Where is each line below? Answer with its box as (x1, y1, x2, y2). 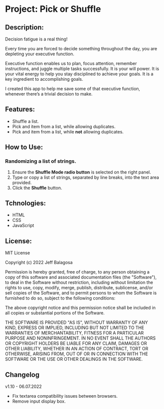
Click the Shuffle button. (12, 185, 62, 191)
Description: (5, 23, 44, 32)
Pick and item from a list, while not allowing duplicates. (12, 129, 124, 135)
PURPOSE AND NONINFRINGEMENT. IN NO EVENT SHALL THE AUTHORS (5, 335, 156, 341)
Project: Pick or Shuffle (5, 3, 101, 15)
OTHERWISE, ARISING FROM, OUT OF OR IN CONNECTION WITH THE (5, 351, 148, 357)
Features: (5, 105, 35, 114)
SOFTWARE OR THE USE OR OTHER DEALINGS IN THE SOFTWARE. (5, 356, 143, 362)
